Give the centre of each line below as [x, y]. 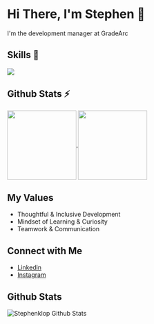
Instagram [31, 275]
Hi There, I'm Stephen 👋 [76, 14]
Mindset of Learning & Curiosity [62, 222]
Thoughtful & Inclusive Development [69, 215]
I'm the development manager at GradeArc [68, 33]
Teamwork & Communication [58, 229]
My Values [30, 198]
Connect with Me [45, 251]
